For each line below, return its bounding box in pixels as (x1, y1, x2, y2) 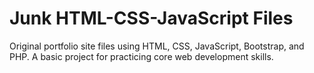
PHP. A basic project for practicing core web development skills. (9, 50, 274, 62)
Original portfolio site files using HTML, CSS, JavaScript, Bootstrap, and (9, 40, 305, 52)
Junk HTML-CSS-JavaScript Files (9, 7, 294, 30)
